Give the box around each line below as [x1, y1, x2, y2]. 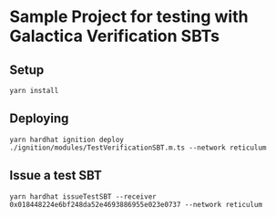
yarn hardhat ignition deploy [9, 135, 125, 144]
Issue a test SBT [9, 168, 103, 183]
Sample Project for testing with [9, 6, 249, 27]
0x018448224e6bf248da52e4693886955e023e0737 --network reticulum [9, 200, 262, 209]
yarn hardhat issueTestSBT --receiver [9, 191, 157, 201]
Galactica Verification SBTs [9, 26, 220, 46]
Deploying [9, 111, 69, 127]
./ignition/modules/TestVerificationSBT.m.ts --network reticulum [9, 143, 267, 152]
